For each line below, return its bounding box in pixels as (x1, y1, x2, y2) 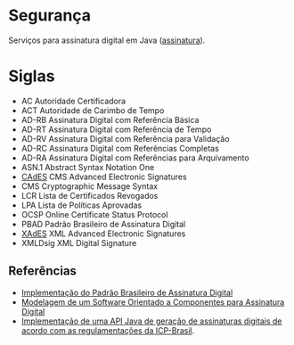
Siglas (8, 66, 55, 86)
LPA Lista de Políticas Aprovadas (20, 200, 143, 210)
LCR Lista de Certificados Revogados (20, 190, 159, 201)
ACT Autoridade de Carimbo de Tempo (20, 104, 165, 116)
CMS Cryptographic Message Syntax (20, 180, 158, 192)
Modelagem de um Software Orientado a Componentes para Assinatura (20, 296, 285, 308)
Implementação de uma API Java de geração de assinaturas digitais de (20, 316, 282, 326)
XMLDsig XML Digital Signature (20, 237, 137, 248)
